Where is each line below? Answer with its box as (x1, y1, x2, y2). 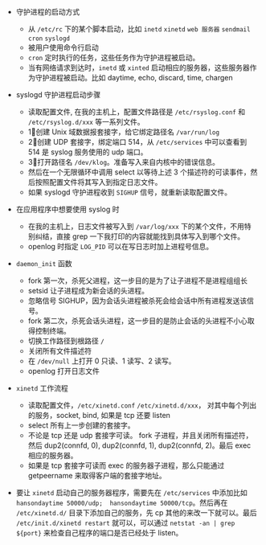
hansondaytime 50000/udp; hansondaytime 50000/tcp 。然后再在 (15, 498, 228, 507)
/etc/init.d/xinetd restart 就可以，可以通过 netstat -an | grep (15, 518, 235, 527)
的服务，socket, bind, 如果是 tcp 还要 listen (27, 411, 171, 420)
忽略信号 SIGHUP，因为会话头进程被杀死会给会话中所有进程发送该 (27, 296, 248, 305)
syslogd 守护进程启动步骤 (15, 90, 101, 99)
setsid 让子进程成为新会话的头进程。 (27, 286, 149, 295)
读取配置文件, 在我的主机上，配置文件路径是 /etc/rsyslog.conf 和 (27, 107, 246, 117)
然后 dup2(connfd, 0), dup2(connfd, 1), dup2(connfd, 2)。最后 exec (27, 441, 252, 450)
